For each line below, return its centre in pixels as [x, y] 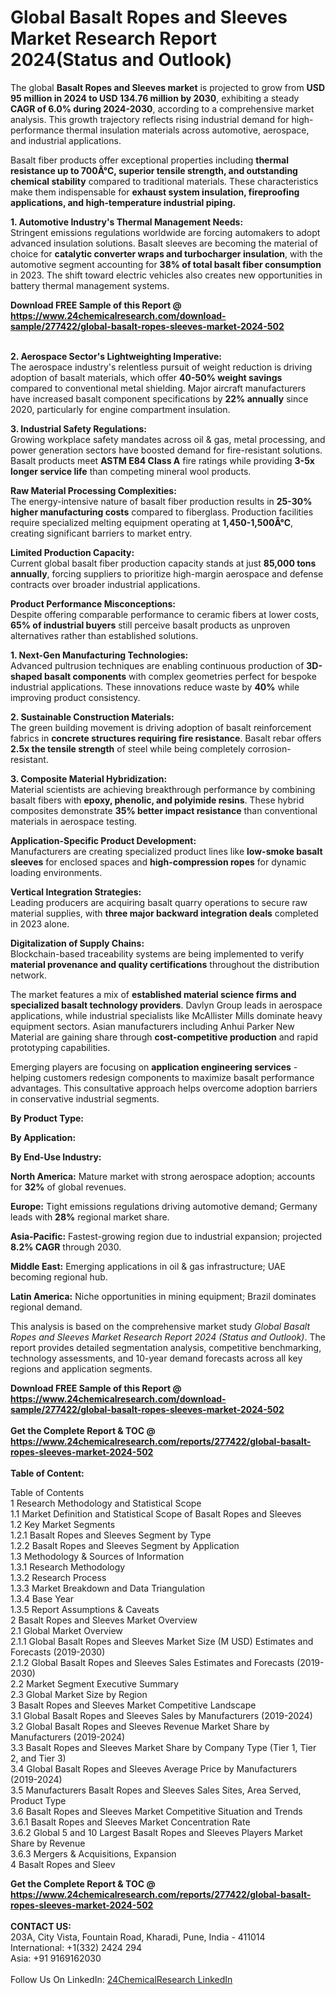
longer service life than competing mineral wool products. [131, 471]
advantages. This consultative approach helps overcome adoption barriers [164, 1088]
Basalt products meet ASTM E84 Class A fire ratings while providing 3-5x [162, 460]
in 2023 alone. [40, 923]
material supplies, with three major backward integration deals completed [164, 913]
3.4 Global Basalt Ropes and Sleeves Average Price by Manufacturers [154, 1768]
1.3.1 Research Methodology [68, 1567]
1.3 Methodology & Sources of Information [97, 1556]
